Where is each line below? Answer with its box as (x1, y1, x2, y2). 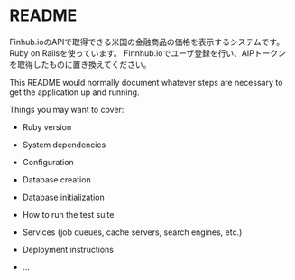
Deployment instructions (22, 244, 115, 255)
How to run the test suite (22, 209, 115, 219)
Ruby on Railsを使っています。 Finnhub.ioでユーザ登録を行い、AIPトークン (9, 47, 287, 59)
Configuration (22, 156, 74, 167)
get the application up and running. (9, 87, 140, 98)
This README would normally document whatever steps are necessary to (9, 77, 283, 88)
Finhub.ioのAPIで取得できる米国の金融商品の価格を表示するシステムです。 (9, 36, 285, 47)
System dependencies (22, 139, 106, 150)
